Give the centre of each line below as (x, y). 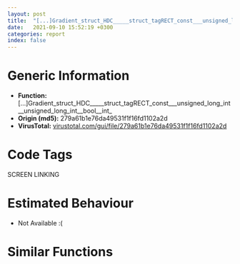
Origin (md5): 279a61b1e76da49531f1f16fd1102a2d (92, 118)
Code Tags (40, 155)
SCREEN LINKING (33, 174)
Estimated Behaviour (71, 203)
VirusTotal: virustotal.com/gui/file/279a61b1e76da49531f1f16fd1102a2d (122, 126)
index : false (27, 41)
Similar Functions (60, 252)
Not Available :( (40, 223)
